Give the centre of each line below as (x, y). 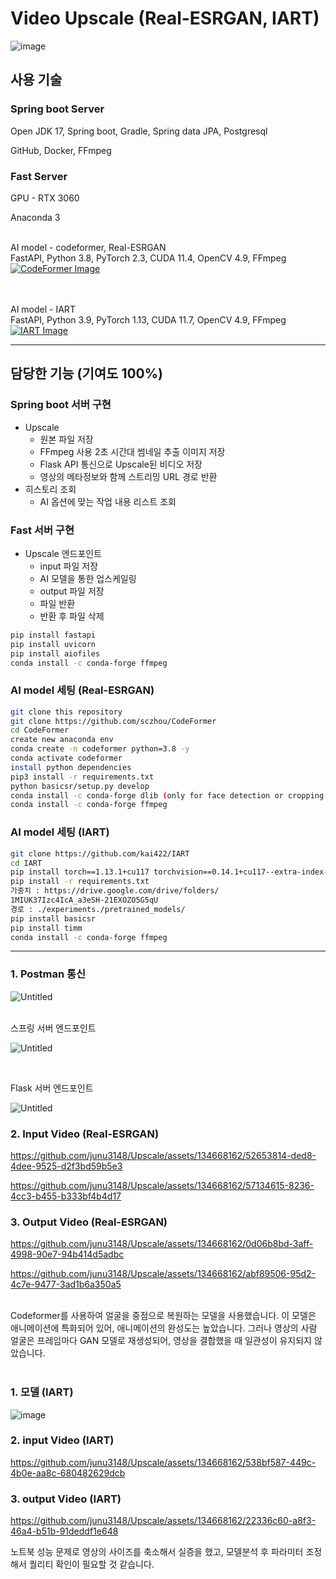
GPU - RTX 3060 (45, 198)
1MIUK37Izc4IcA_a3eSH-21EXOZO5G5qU (84, 900)
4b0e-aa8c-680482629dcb (68, 1473)
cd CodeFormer (40, 730)
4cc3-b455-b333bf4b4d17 (66, 1196)
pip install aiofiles (55, 653)
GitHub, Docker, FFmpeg (61, 150)
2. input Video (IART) (62, 1440)
